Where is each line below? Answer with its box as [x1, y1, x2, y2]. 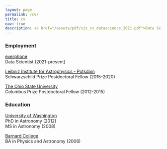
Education [5, 101, 31, 108]
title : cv [5, 16, 26, 21]
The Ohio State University [5, 83, 58, 90]
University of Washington [5, 113, 57, 119]
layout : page [5, 7, 32, 12]
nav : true [5, 21, 26, 26]
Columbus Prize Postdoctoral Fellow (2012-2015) [5, 89, 105, 95]
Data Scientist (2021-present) [5, 59, 66, 65]
